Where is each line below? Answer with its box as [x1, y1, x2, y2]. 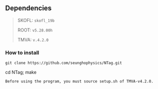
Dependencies [5, 4, 52, 12]
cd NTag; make [5, 69, 37, 75]
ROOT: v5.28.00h [17, 27, 53, 33]
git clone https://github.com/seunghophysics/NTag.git [5, 60, 122, 65]
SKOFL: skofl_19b [17, 17, 55, 23]
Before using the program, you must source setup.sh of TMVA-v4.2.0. [5, 79, 154, 84]
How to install [5, 49, 39, 56]
